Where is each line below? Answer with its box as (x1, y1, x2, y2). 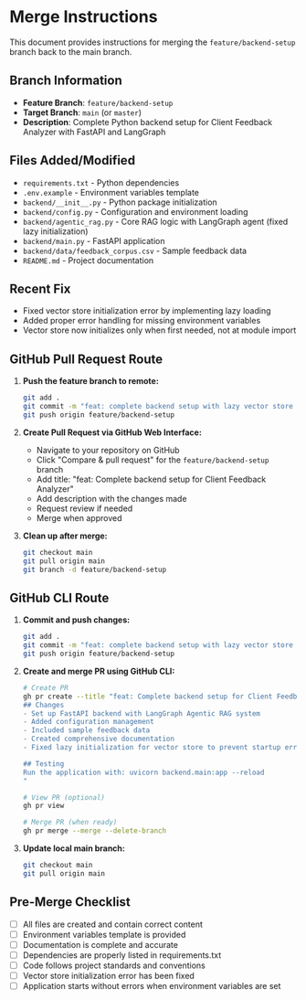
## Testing (22, 759, 65, 769)
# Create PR (22, 683, 69, 692)
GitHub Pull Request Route (9, 351, 163, 367)
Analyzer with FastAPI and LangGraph (22, 126, 166, 137)
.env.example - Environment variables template (22, 186, 199, 197)
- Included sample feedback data (22, 726, 151, 735)
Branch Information (9, 73, 122, 89)
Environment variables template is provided (22, 929, 186, 940)
